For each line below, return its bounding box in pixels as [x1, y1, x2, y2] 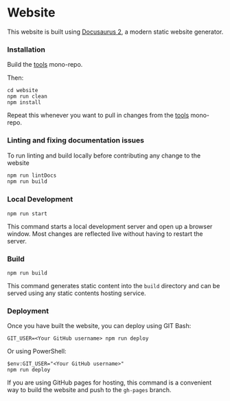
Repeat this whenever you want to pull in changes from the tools [7, 111, 189, 120]
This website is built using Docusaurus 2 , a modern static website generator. [7, 28, 224, 36]
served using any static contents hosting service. [7, 289, 146, 297]
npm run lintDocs [7, 172, 57, 179]
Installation [7, 45, 46, 54]
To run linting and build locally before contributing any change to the [7, 151, 201, 160]
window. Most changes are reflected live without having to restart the [7, 229, 203, 238]
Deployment [7, 306, 49, 316]
